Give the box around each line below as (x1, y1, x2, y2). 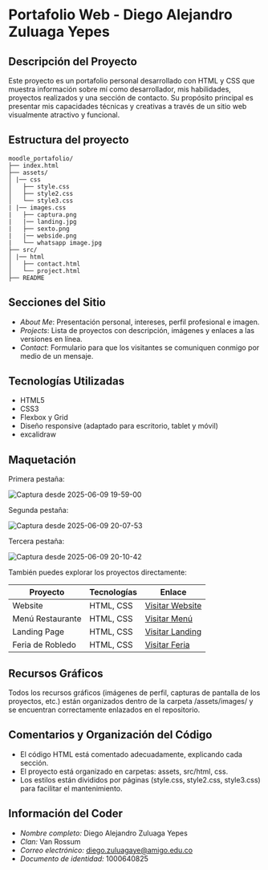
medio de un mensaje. (19, 351, 94, 360)
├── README (8, 274, 45, 282)
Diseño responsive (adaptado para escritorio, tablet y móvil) (19, 421, 219, 431)
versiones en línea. (19, 334, 83, 344)
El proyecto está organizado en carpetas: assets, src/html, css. (19, 766, 229, 776)
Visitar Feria (144, 640, 190, 651)
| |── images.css (8, 203, 67, 212)
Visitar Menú (144, 613, 193, 624)
